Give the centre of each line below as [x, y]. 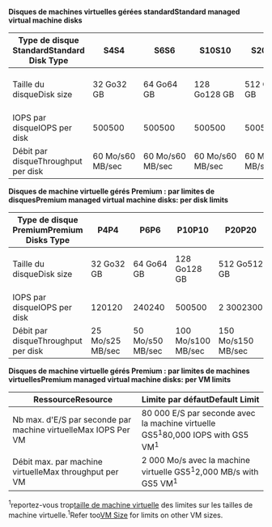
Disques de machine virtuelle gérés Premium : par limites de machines [129, 371]
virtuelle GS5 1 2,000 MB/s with [200, 471]
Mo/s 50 [148, 341]
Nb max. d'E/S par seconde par [72, 420]
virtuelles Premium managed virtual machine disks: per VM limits [120, 379]
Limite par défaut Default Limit [200, 399]
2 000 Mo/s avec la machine [196, 460]
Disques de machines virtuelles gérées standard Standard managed [124, 12]
